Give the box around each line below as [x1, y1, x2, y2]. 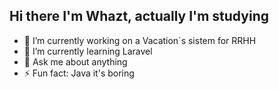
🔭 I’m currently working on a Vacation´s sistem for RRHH [23, 34, 257, 46]
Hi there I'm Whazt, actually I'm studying [9, 8, 269, 25]
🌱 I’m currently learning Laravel [23, 45, 153, 57]
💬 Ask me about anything [23, 55, 128, 68]
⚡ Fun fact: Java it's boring [23, 67, 135, 79]
